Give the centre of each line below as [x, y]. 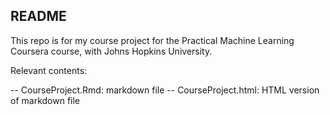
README [38, 16]
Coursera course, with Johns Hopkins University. [111, 51]
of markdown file [45, 100]
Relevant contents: [49, 70]
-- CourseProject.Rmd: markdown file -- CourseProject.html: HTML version [165, 90]
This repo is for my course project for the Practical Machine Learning [152, 40]
